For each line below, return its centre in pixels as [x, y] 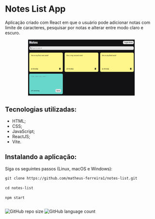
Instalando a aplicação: [41, 157]
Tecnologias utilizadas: [41, 109]
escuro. [13, 33]
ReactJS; [21, 136]
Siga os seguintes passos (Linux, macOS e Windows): [59, 168]
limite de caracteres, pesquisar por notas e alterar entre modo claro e [74, 27]
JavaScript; [23, 131]
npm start [15, 198]
